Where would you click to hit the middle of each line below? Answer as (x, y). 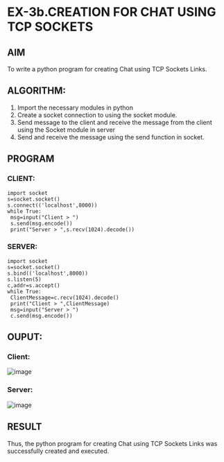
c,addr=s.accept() (34, 285)
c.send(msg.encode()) (41, 316)
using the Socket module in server (66, 130)
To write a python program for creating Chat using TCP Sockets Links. (107, 69)
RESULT (25, 427)
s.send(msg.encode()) (41, 223)
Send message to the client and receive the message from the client (115, 122)
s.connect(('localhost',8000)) (52, 205)
